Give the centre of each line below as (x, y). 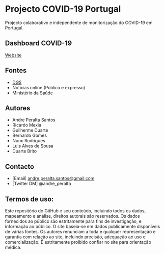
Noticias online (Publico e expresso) (49, 87)
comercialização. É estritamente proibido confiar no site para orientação (78, 242)
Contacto (20, 166)
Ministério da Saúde (32, 93)
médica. (13, 247)
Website (14, 55)
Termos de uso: (29, 199)
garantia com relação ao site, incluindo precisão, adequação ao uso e (75, 237)
